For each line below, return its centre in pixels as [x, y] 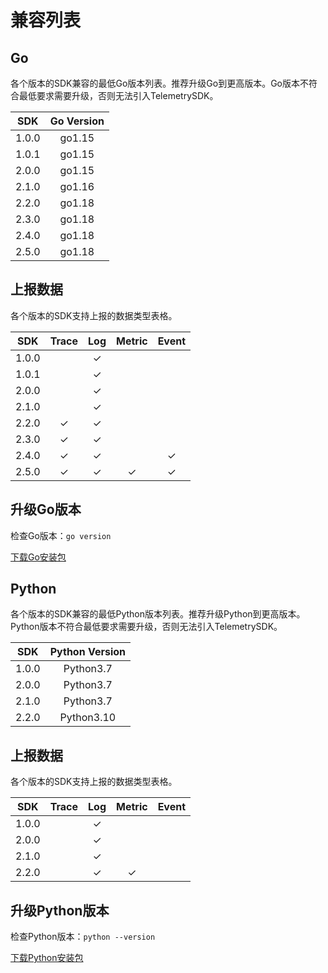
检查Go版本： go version [61, 535]
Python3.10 [88, 718]
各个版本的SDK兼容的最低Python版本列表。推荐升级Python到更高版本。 [158, 614]
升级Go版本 [46, 509]
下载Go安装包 [38, 557]
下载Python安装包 [47, 958]
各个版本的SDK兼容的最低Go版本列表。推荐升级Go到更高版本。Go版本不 [160, 83]
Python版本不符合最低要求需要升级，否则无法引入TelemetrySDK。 [146, 627]
